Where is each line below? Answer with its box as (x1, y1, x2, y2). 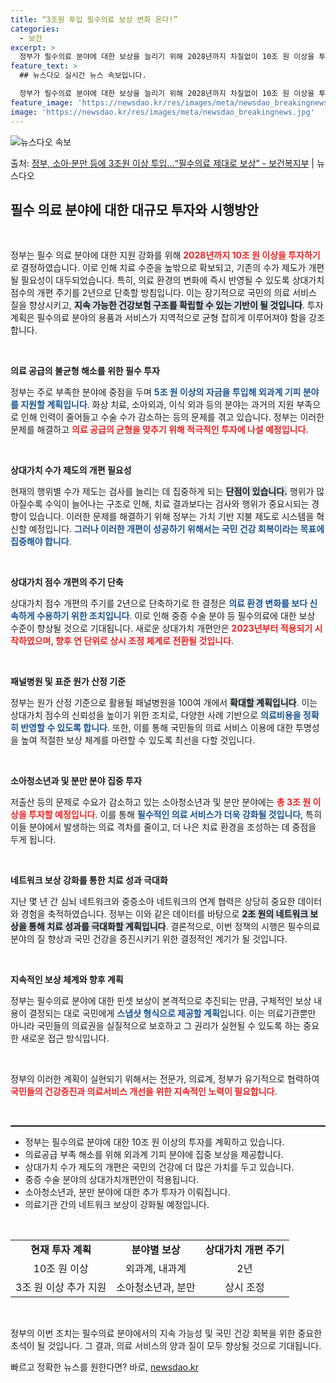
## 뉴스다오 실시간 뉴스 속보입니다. (19, 71, 147, 81)
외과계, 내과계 (125, 1262, 187, 1276)
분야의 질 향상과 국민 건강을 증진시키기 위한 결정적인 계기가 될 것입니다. (10, 933, 288, 945)
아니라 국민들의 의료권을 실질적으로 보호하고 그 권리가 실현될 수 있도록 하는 (10, 1020, 302, 1032)
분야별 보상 (131, 1243, 181, 1257)
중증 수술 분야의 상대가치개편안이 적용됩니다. (24, 1174, 200, 1186)
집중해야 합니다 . (10, 536, 72, 548)
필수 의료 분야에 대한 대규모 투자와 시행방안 (10, 201, 259, 218)
